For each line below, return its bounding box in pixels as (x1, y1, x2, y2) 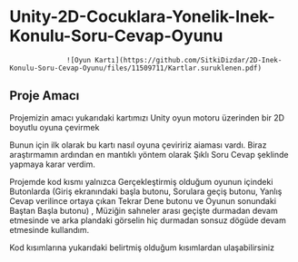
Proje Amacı (9, 88, 80, 103)
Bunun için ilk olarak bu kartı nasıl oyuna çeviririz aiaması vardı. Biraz (9, 139, 267, 150)
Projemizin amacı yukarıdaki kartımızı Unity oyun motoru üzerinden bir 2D (9, 112, 284, 123)
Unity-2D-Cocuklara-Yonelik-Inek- (9, 6, 275, 27)
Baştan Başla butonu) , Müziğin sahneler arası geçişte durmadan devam (9, 205, 279, 216)
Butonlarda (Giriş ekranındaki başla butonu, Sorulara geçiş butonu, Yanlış (9, 186, 283, 197)
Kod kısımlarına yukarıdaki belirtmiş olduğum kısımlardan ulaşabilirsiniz (9, 242, 275, 253)
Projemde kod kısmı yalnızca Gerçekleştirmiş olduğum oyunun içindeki (9, 176, 273, 187)
